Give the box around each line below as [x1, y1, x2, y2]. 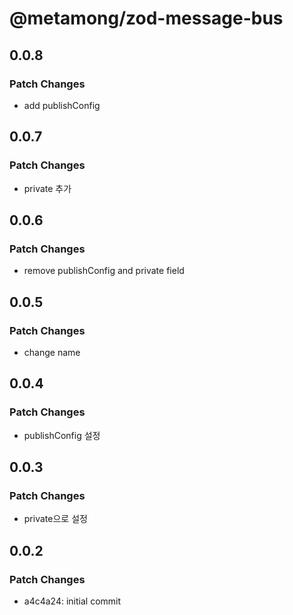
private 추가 [23, 182, 72, 194]
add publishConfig [23, 99, 101, 111]
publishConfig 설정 [23, 429, 101, 441]
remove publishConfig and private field [23, 265, 185, 277]
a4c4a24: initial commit [23, 595, 122, 607]
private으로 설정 [23, 513, 88, 525]
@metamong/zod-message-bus [9, 7, 284, 30]
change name [23, 346, 81, 358]
